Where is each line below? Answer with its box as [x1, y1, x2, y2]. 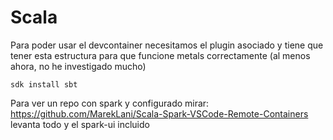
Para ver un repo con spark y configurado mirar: [10, 97, 210, 109]
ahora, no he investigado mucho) [10, 60, 147, 72]
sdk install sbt [10, 79, 78, 90]
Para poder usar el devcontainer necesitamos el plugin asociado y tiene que [10, 39, 324, 51]
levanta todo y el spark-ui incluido [10, 118, 150, 130]
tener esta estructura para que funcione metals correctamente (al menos [10, 49, 311, 61]
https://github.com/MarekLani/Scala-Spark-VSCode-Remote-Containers [10, 107, 309, 120]
